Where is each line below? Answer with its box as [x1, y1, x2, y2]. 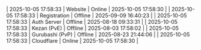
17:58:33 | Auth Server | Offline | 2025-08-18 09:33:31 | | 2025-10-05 [6, 18, 178, 25]
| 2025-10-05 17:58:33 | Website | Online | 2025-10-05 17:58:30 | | [6, 6, 170, 12]
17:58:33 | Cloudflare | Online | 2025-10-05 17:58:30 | [6, 37, 138, 44]
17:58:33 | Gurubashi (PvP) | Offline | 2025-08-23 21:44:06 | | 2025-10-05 [6, 31, 190, 38]
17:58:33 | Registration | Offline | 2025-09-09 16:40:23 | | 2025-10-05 [14, 12, 187, 19]
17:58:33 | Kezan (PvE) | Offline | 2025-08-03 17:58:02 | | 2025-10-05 [6, 24, 179, 32]
